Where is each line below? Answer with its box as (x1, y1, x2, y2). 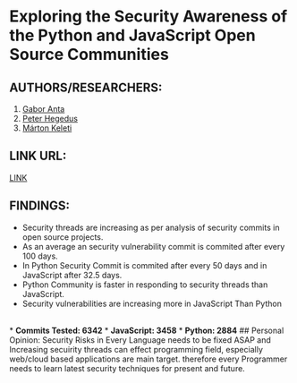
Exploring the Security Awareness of (9, 6, 288, 27)
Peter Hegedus (21, 114, 79, 123)
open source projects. (21, 231, 104, 243)
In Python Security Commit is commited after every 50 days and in (21, 260, 267, 270)
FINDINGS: (9, 199, 70, 214)
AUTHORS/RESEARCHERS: (9, 80, 163, 95)
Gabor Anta (21, 104, 65, 114)
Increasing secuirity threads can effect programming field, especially (9, 344, 264, 354)
